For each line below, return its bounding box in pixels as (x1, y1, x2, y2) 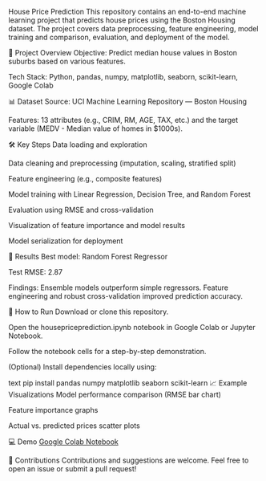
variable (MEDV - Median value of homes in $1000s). (8, 124, 183, 133)
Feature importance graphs (8, 406, 99, 414)
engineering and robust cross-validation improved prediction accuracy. (8, 291, 243, 300)
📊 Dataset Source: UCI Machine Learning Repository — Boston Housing (8, 96, 247, 106)
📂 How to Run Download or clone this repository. (8, 307, 169, 316)
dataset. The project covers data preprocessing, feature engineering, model (8, 24, 259, 33)
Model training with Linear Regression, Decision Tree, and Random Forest (8, 190, 251, 199)
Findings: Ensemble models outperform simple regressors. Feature (8, 283, 228, 292)
